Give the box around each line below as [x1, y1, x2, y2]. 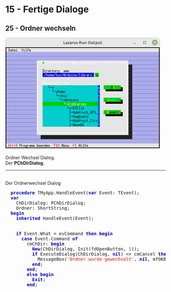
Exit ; [32, 277, 46, 282]
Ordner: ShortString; [16, 205, 70, 211]
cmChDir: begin [26, 241, 65, 247]
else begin [26, 272, 54, 277]
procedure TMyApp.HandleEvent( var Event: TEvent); [10, 190, 140, 196]
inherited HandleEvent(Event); [16, 215, 94, 221]
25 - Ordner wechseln [5, 24, 76, 33]
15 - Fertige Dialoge [5, 4, 89, 15]
